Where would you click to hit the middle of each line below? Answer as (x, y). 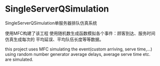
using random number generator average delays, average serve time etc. (78, 54)
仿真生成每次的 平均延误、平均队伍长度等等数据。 (54, 39)
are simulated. (19, 59)
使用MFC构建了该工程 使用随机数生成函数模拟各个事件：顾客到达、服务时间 (80, 33)
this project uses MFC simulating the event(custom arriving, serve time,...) (79, 49)
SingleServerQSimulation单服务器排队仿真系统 (51, 23)
